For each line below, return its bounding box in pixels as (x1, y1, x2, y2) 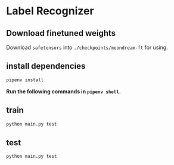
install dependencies (6, 61, 86, 71)
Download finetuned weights (6, 28, 116, 38)
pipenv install (6, 77, 44, 83)
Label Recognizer (6, 4, 94, 18)
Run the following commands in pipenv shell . (6, 88, 121, 95)
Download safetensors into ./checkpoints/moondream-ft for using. (6, 44, 168, 51)
